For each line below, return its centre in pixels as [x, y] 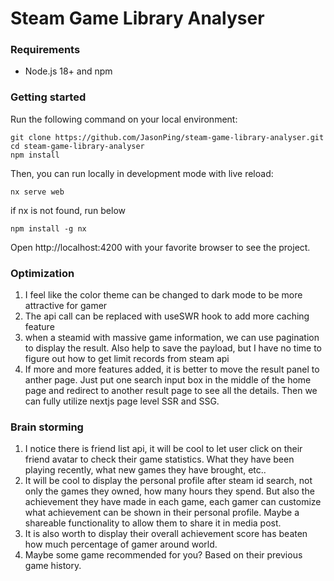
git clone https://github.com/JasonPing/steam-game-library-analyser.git [167, 137]
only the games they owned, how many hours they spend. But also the [169, 491]
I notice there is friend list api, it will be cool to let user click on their [163, 449]
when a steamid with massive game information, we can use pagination [172, 338]
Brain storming [47, 427]
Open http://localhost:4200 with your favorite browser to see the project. [160, 247]
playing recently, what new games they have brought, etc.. [145, 470]
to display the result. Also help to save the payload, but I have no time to [173, 348]
